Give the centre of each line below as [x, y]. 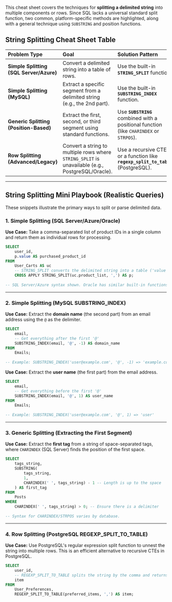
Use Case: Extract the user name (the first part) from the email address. [81, 372]
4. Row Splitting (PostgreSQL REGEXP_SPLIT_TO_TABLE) [77, 534]
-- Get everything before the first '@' [58, 391]
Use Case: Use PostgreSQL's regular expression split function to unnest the [85, 546]
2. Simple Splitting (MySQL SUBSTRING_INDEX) [66, 303]
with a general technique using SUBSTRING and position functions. [73, 24]
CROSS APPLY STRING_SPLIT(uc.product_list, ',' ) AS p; [74, 276]
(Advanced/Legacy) [33, 162]
